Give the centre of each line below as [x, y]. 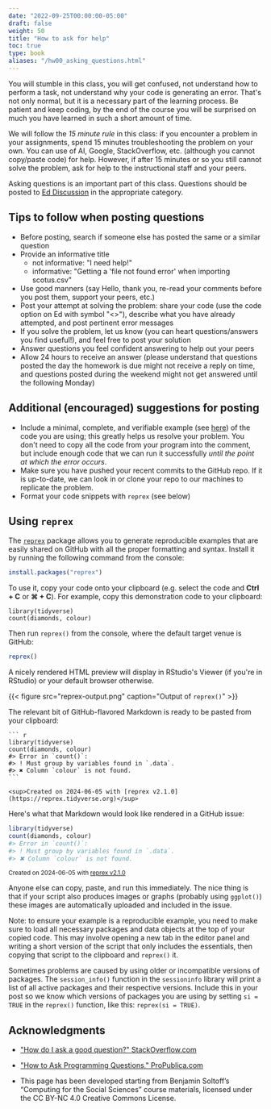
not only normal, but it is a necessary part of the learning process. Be [123, 101]
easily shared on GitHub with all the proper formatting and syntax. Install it [131, 549]
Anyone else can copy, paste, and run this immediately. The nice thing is [128, 888]
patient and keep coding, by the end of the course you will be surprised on [132, 109]
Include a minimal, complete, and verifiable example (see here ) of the [135, 427]
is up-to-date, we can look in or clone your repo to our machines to [131, 479]
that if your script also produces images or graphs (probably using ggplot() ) [135, 897]
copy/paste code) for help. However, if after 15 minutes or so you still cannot [135, 159]
